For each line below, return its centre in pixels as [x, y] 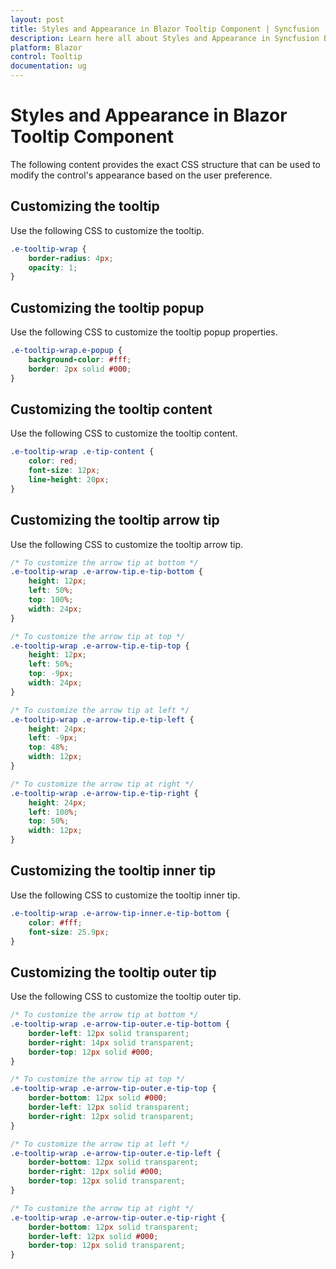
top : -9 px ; [51, 674]
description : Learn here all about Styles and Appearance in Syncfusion [165, 38]
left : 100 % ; [53, 812]
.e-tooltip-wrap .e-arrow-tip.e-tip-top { [100, 646]
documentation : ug [48, 66]
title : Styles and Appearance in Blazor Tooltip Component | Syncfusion [165, 29]
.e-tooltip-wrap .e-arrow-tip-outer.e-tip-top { [113, 1089]
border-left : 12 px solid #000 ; [93, 1236]
